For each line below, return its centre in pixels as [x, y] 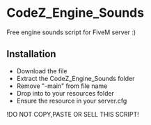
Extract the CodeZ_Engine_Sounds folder [75, 78]
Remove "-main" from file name [62, 86]
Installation [31, 54]
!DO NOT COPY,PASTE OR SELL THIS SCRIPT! [73, 114]
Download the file [42, 71]
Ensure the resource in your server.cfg [72, 101]
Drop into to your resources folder [65, 93]
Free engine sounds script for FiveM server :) [71, 32]
